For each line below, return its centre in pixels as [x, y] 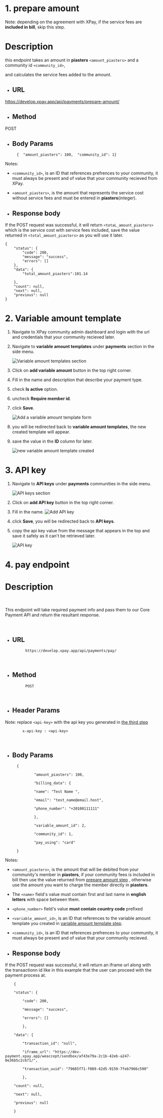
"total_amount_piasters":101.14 [55, 274]
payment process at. [25, 975]
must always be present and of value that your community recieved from [85, 178]
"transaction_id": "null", [50, 1044]
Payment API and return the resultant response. [53, 615]
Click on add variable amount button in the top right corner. [72, 370]
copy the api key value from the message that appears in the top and [81, 531]
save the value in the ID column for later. [52, 441]
